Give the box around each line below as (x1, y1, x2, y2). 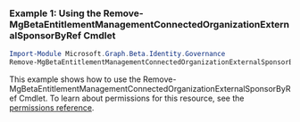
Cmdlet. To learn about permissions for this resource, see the (19, 93, 245, 104)
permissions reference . (9, 102, 95, 113)
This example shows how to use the (9, 74, 141, 85)
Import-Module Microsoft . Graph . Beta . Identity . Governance (9, 50, 226, 59)
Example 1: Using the (9, 7, 102, 20)
